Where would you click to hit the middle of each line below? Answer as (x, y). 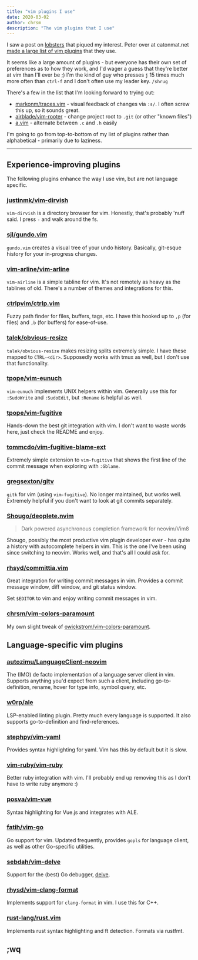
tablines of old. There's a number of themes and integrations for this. (90, 288)
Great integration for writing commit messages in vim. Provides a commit (95, 580)
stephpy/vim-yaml (33, 737)
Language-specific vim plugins (65, 645)
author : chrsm (24, 22)
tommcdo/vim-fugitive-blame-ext (56, 447)
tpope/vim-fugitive (34, 413)
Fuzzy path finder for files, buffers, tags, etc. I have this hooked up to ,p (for (99, 316)
